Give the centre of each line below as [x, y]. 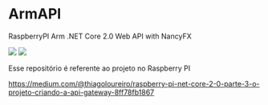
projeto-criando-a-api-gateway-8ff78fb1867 [81, 92]
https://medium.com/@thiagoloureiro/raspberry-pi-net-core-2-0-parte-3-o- [134, 83]
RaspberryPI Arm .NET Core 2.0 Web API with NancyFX [100, 36]
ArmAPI [35, 14]
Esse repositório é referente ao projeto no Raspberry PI [99, 68]
